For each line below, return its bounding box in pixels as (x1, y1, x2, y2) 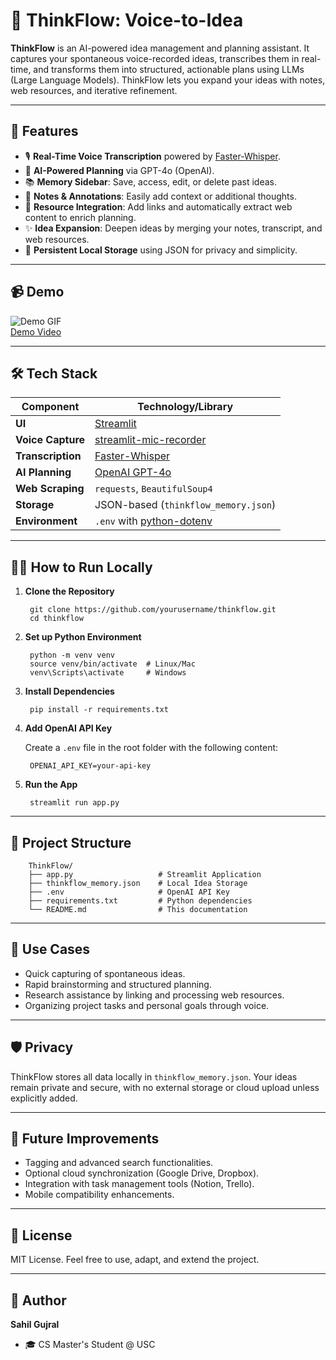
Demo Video (10, 325, 62, 338)
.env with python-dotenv (94, 514, 213, 528)
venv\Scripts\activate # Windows (29, 668, 187, 678)
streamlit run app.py (29, 798, 120, 808)
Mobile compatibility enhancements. (24, 1189, 175, 1201)
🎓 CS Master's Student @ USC (24, 1339, 156, 1351)
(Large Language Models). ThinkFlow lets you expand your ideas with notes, (10, 74, 326, 86)
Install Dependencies (24, 685, 115, 698)
